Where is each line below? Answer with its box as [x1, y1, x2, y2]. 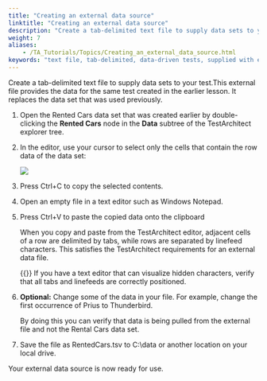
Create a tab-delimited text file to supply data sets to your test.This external [8, 77, 256, 87]
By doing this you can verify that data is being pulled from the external [19, 316, 250, 325]
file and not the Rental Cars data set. [19, 324, 140, 334]
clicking [19, 119, 46, 128]
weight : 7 [8, 33, 41, 42]
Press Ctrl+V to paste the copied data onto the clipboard [19, 212, 205, 221]
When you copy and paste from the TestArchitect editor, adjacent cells [19, 227, 251, 237]
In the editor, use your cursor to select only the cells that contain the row [19, 142, 257, 152]
